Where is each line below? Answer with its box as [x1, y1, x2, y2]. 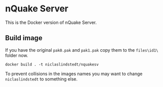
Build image [5, 34, 43, 42]
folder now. [5, 52, 28, 58]
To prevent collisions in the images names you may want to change [5, 71, 143, 77]
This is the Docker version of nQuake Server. [5, 19, 97, 25]
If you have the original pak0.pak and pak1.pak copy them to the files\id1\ [5, 47, 159, 53]
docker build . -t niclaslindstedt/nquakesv [5, 62, 99, 67]
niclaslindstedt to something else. [5, 76, 78, 82]
